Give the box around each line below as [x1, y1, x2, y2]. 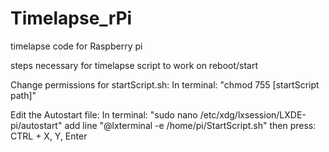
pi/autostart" [10, 119, 63, 131]
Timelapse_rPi [10, 7, 133, 30]
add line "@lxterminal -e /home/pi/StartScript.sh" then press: [64, 119, 317, 131]
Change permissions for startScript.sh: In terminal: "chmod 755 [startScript [10, 78, 320, 91]
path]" [10, 89, 37, 101]
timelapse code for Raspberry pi [10, 40, 143, 52]
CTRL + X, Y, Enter [10, 130, 88, 142]
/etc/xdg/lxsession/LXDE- [199, 108, 307, 121]
